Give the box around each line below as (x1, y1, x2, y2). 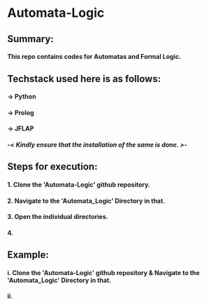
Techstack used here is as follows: (7, 72, 161, 85)
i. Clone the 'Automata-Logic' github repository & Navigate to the (7, 268, 200, 277)
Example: (7, 249, 49, 261)
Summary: (7, 33, 54, 45)
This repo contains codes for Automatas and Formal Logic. (7, 53, 182, 61)
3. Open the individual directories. (7, 213, 108, 221)
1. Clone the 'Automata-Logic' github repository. (7, 180, 150, 189)
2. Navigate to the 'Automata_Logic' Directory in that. (7, 197, 166, 205)
